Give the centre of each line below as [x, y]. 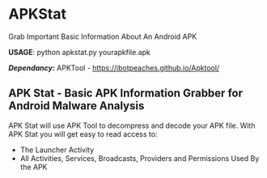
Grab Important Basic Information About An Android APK [103, 36]
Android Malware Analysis [76, 106]
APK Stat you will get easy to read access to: [83, 133]
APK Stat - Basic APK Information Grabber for [125, 93]
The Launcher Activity [57, 150]
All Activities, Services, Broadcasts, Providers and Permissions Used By [140, 158]
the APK [34, 167]
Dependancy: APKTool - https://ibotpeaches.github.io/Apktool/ [114, 68]
